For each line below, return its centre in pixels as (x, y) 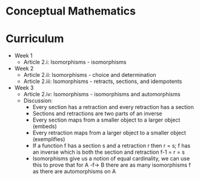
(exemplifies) (49, 139)
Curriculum (35, 39)
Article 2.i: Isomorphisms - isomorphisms (75, 62)
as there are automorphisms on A (74, 171)
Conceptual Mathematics (71, 11)
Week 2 (24, 68)
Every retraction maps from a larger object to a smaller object (109, 133)
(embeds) (45, 127)
